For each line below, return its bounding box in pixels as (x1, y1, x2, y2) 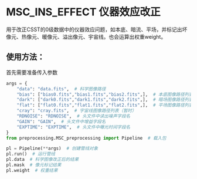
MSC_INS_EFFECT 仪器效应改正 (6, 5, 161, 19)
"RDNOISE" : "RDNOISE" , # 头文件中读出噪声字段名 (16, 113, 131, 119)
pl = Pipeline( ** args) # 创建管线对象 (6, 146, 98, 151)
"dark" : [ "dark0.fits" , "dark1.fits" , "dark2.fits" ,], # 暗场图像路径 (16, 97, 185, 103)
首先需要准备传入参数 (6, 69, 57, 76)
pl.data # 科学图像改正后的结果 (6, 157, 79, 163)
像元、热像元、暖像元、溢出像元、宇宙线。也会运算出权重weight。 (6, 33, 167, 40)
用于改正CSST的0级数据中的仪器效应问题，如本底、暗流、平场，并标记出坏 (6, 26, 188, 33)
